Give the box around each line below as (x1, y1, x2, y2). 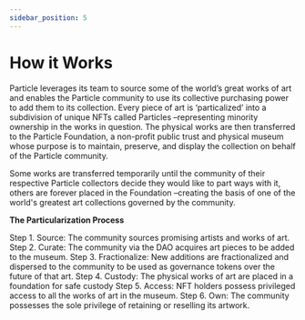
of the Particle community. (9, 150, 109, 161)
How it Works (9, 52, 114, 73)
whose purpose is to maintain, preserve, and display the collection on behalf (9, 140, 296, 151)
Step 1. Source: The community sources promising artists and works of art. (9, 232, 290, 243)
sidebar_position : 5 (9, 13, 88, 23)
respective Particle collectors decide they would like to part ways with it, (9, 177, 281, 188)
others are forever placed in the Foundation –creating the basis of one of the (9, 187, 296, 198)
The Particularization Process (9, 215, 125, 225)
